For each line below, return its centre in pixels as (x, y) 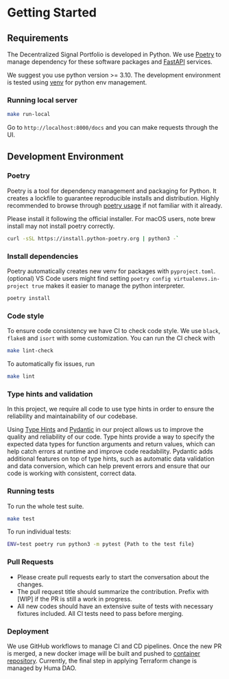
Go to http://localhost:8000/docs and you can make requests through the (113, 128)
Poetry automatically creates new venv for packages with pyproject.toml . (111, 271)
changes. (30, 584)
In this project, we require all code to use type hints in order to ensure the (111, 409)
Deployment (28, 631)
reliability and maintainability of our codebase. (72, 416)
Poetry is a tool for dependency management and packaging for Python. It (112, 191)
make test (21, 519)
